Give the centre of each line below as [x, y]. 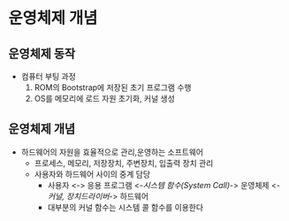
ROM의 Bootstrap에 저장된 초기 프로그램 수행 [113, 88]
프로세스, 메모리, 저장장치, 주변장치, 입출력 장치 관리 [124, 163]
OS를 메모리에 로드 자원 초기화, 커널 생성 [105, 99]
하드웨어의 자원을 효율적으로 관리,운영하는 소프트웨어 [112, 152]
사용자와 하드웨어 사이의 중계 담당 [92, 174]
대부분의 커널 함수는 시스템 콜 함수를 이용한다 [125, 207]
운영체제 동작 [42, 53]
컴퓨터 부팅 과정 [48, 76]
